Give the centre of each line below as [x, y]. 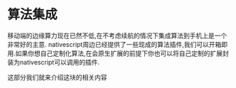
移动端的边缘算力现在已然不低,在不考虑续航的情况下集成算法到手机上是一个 [117, 35]
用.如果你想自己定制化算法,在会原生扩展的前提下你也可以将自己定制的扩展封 [118, 53]
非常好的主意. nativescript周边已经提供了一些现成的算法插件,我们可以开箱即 [118, 44]
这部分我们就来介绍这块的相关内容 [57, 77]
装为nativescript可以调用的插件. [54, 62]
